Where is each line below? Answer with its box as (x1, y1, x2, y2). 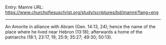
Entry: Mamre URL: (5, 4, 43, 10)
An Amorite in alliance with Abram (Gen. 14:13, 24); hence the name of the (5, 24, 156, 29)
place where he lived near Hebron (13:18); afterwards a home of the (5, 29, 143, 35)
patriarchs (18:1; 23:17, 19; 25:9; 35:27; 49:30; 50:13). (5, 34, 113, 40)
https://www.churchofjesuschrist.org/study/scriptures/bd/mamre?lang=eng (5, 9, 159, 15)
